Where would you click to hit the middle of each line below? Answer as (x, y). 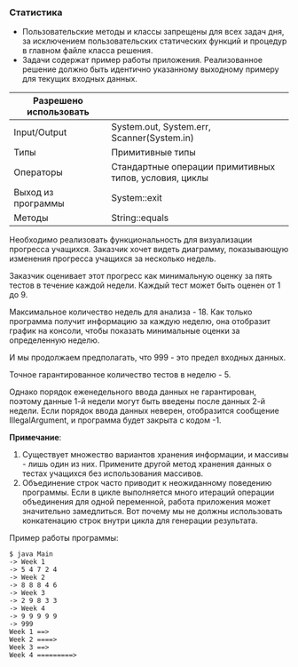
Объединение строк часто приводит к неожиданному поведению (147, 483)
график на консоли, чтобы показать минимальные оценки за (125, 331)
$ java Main (31, 554)
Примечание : (35, 438)
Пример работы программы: (64, 538)
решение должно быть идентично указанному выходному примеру (150, 69)
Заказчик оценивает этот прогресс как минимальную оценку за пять (141, 276)
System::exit (136, 198)
